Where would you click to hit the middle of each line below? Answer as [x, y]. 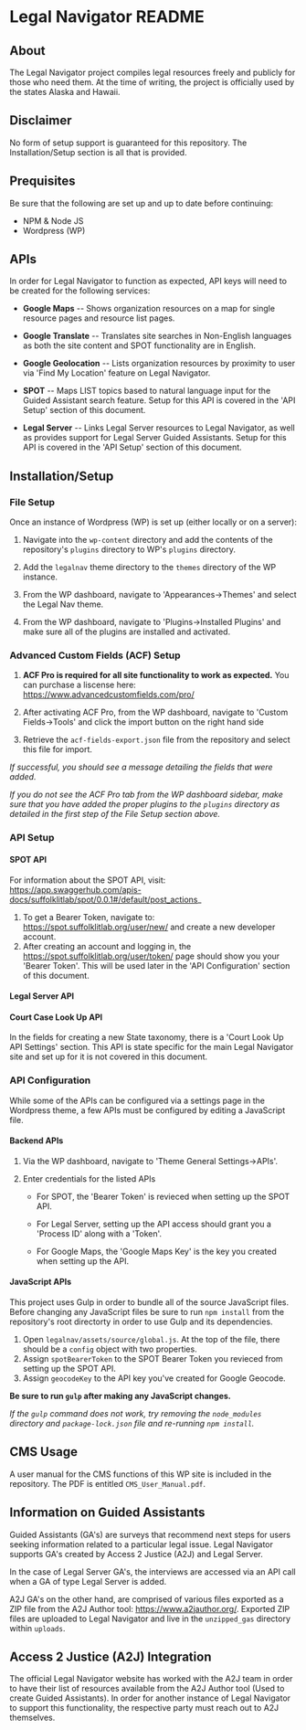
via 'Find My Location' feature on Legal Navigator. [116, 373]
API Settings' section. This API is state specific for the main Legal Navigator [152, 1047]
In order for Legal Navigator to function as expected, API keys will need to [148, 281]
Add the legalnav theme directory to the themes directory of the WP [149, 568]
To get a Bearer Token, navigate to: [89, 917]
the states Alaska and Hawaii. [65, 92]
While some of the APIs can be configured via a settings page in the [137, 1100]
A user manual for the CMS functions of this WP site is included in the [141, 1474]
